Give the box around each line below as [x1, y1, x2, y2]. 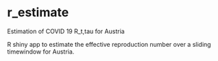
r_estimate [7, 5, 69, 20]
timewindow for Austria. [7, 47, 75, 56]
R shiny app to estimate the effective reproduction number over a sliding [7, 40, 211, 48]
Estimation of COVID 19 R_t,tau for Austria [7, 27, 125, 35]
